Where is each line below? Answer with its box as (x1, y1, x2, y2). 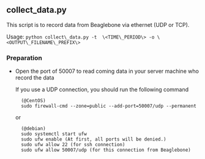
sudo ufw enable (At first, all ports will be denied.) (21, 136, 166, 142)
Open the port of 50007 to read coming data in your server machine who (15, 67, 199, 75)
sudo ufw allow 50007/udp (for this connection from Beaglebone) (21, 147, 191, 153)
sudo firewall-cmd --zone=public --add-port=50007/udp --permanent (21, 103, 197, 109)
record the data (15, 74, 54, 81)
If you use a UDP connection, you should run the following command (15, 86, 189, 94)
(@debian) (21, 125, 46, 132)
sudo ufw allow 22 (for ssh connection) (21, 142, 125, 148)
